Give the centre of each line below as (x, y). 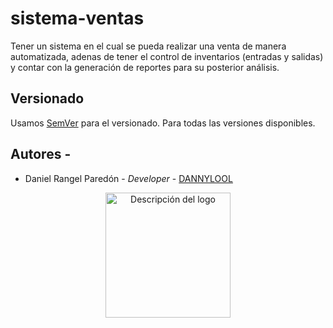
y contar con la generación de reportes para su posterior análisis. (145, 67)
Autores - (41, 154)
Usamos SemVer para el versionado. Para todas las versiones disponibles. (163, 123)
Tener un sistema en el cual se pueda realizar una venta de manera (148, 46)
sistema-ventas (77, 18)
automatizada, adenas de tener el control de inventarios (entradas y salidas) (167, 56)
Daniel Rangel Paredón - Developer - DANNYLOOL (128, 178)
